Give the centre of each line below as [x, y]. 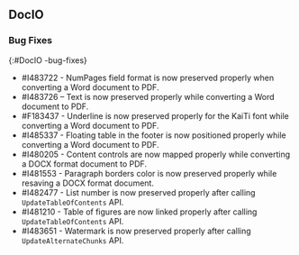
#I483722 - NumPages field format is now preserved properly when [148, 77]
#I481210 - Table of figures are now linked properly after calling [139, 212]
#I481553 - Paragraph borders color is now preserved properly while [149, 173]
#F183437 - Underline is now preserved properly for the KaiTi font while [155, 115]
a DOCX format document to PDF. [84, 164]
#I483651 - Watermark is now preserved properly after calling [136, 231]
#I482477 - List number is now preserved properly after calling [138, 192]
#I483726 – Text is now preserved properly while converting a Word [148, 96]
